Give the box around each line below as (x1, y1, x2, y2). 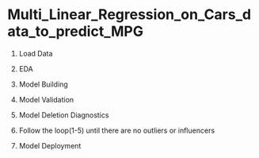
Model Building (18, 79, 68, 89)
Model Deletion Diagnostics (18, 110, 109, 120)
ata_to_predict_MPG (7, 22, 144, 40)
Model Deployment (18, 141, 82, 150)
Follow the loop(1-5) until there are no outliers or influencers (18, 125, 215, 135)
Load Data (18, 48, 53, 58)
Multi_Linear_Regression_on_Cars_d (7, 6, 251, 24)
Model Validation (18, 94, 74, 104)
